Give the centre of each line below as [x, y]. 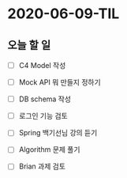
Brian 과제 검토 [42, 166]
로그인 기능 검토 [43, 116]
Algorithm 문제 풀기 [49, 150]
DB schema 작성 [45, 99]
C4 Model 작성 [42, 65]
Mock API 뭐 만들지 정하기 [60, 82]
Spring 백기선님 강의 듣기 [58, 133]
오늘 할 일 [29, 45]
